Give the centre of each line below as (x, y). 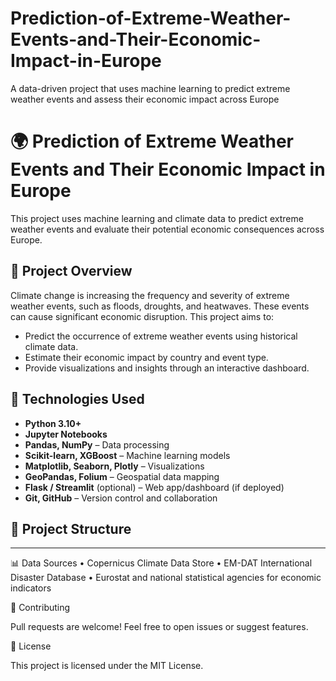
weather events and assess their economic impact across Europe (145, 99)
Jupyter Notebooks (66, 434)
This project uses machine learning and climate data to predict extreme (157, 218)
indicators (31, 588)
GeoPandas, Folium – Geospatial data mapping (122, 476)
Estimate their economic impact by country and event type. (146, 357)
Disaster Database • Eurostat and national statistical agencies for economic (166, 578)
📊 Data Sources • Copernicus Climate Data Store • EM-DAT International (161, 563)
